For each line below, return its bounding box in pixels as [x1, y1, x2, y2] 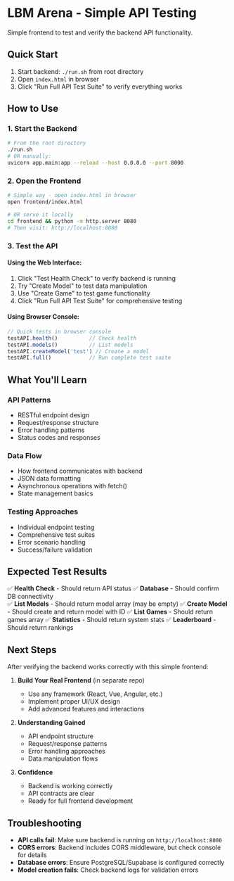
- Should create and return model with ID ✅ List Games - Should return [7, 607, 213, 616]
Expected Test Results [7, 565, 108, 578]
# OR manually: [7, 153, 52, 160]
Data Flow [7, 450, 42, 460]
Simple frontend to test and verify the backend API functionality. [7, 28, 193, 37]
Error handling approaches [27, 747, 105, 756]
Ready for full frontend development [27, 797, 134, 805]
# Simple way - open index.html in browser [7, 192, 137, 199]
